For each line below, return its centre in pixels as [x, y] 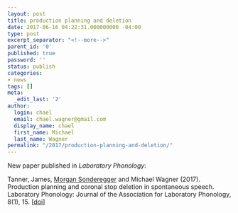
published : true [31, 54]
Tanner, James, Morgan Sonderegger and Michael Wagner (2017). [104, 179]
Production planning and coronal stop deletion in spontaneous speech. [111, 187]
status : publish [31, 67]
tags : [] [20, 86]
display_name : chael [44, 126]
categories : [25, 73]
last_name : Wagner [41, 139]
